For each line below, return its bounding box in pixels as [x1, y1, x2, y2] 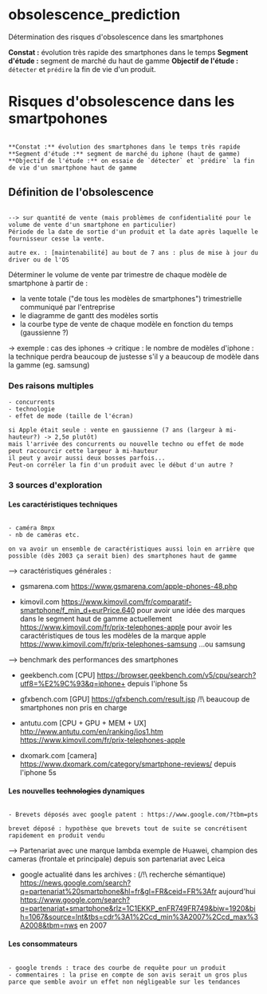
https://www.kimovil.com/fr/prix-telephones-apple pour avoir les [19, 622, 233, 632]
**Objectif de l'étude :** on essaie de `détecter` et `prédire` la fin [8, 157, 255, 165]
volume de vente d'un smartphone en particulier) [8, 221, 177, 229]
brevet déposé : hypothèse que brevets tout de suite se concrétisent [8, 825, 248, 833]
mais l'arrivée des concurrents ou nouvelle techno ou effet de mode [8, 439, 245, 448]
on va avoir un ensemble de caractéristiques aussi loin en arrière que [8, 545, 255, 553]
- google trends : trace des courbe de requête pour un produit [8, 964, 226, 972]
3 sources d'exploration [8, 479, 103, 491]
